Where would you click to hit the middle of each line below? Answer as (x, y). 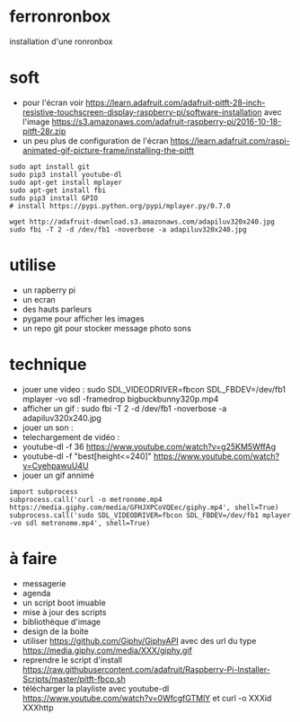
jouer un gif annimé (58, 475)
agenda (36, 593)
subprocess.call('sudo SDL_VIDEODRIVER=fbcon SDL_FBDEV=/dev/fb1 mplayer (150, 515)
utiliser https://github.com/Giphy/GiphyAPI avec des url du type (139, 640)
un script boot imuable (64, 603)
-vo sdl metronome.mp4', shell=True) (80, 523)
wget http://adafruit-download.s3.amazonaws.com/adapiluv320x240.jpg (142, 222)
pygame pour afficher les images (84, 318)
